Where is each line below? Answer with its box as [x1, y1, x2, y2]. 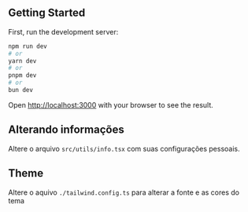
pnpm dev [8, 71, 37, 79]
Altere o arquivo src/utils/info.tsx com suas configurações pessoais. [8, 144, 240, 153]
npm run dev [8, 42, 47, 50]
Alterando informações [8, 123, 124, 137]
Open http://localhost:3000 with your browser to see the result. [8, 100, 214, 109]
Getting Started [8, 6, 86, 20]
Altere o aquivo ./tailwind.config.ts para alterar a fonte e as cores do [8, 188, 240, 197]
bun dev [8, 86, 34, 94]
